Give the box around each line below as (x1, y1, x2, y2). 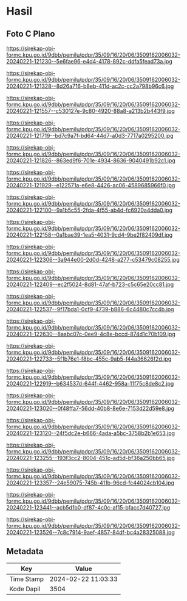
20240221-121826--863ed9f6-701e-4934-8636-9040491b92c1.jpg (6, 157, 176, 164)
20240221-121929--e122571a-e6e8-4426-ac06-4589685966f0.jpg (6, 182, 175, 189)
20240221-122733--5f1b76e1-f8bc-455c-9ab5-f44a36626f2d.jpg (6, 355, 172, 362)
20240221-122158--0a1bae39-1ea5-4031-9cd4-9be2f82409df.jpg (6, 231, 173, 239)
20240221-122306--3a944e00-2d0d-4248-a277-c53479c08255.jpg (6, 256, 180, 263)
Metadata (6, 546, 44, 556)
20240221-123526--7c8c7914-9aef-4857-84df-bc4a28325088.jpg (6, 529, 175, 536)
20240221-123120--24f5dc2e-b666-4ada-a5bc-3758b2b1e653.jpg (6, 430, 175, 437)
